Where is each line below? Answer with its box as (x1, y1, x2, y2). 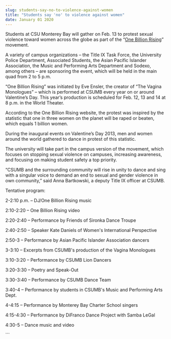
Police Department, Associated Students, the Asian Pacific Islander (5, 57, 147, 63)
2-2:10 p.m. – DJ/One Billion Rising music (5, 198, 92, 204)
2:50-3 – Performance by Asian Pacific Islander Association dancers (5, 237, 149, 243)
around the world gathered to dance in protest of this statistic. (5, 136, 136, 142)
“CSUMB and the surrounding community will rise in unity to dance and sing (5, 167, 166, 173)
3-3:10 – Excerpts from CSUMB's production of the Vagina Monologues (5, 247, 156, 253)
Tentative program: (5, 187, 46, 194)
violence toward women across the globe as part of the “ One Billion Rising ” (5, 36, 164, 43)
